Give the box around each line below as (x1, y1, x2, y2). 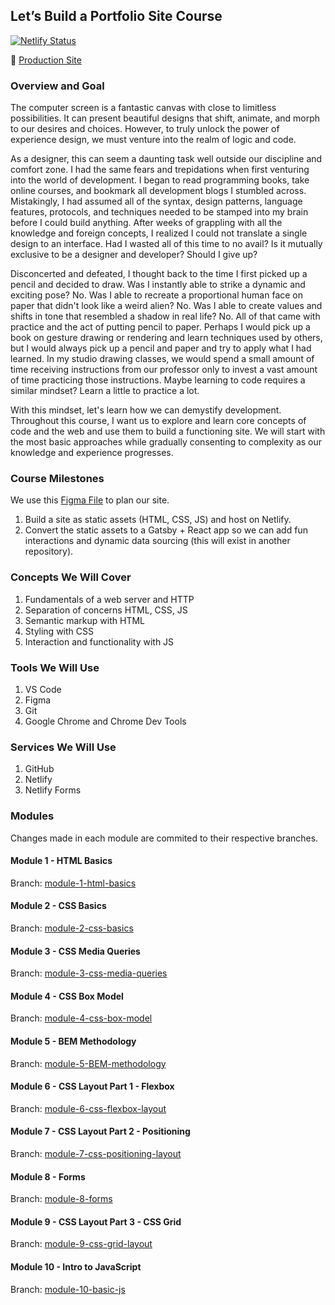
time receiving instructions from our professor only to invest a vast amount (10, 364, 318, 376)
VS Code (24, 684, 62, 695)
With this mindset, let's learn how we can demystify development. (10, 404, 282, 416)
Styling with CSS (24, 625, 94, 637)
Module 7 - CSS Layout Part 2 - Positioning (10, 1125, 191, 1138)
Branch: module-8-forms (10, 1193, 113, 1205)
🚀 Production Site (10, 54, 82, 66)
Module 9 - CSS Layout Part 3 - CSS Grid (10, 1215, 182, 1228)
